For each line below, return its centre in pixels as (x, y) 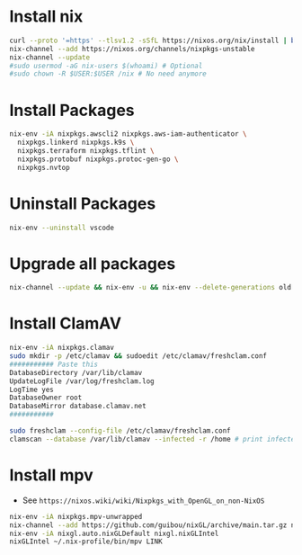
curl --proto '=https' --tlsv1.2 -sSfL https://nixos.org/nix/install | (148, 40)
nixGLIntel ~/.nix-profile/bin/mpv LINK (86, 542)
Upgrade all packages (93, 264)
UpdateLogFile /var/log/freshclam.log (82, 381)
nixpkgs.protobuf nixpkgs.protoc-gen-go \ (98, 159)
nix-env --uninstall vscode (62, 228)
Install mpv (51, 475)
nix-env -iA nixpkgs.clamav (62, 348)
